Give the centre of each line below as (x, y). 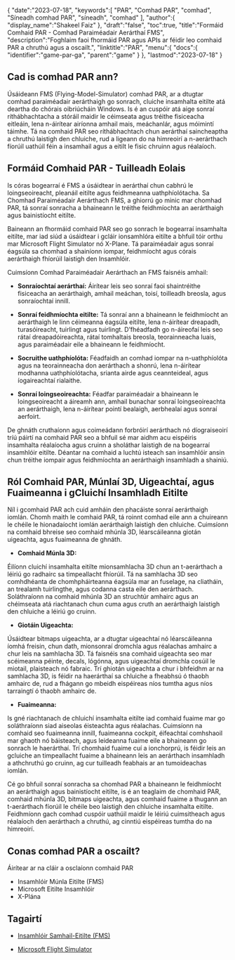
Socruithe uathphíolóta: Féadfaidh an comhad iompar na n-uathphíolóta (122, 358)
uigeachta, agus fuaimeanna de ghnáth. (65, 540)
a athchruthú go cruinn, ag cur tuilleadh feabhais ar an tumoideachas (107, 763)
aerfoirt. (29, 416)
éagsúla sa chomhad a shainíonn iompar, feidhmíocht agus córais (102, 251)
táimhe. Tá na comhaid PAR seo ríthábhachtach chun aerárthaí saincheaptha (117, 131)
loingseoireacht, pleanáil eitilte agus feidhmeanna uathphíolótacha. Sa (108, 193)
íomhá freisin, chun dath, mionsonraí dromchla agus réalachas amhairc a (112, 647)
